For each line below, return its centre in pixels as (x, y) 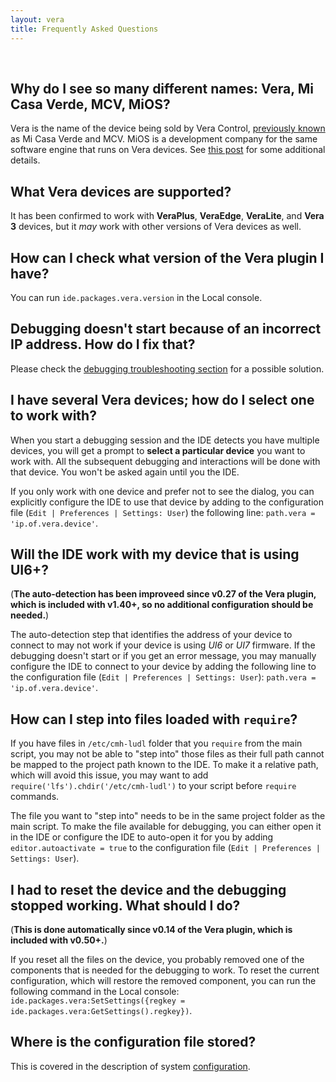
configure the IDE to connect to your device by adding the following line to (163, 667)
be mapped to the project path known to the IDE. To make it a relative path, (164, 765)
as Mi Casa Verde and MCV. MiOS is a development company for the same (164, 139)
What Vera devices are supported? (121, 191)
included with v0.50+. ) (59, 940)
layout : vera (37, 19)
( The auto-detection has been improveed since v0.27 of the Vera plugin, (163, 594)
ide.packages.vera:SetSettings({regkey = (98, 1001)
